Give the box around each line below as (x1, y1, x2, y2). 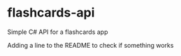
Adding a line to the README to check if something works (7, 41, 174, 49)
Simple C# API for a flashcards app (7, 28, 108, 36)
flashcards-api (7, 5, 95, 21)
